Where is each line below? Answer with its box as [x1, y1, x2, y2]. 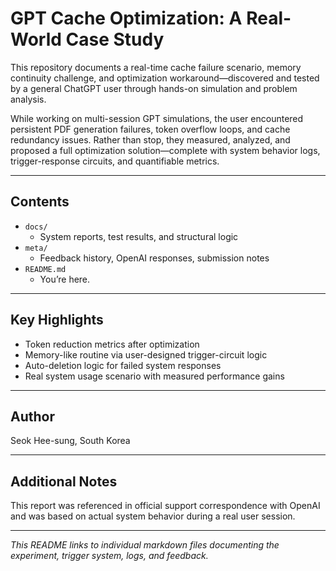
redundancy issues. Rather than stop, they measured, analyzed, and [10, 133, 291, 146]
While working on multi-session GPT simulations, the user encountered [10, 112, 304, 124]
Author [10, 408, 55, 425]
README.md [24, 264, 67, 274]
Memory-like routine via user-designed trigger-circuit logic [24, 348, 268, 361]
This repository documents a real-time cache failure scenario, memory [10, 61, 302, 73]
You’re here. [39, 273, 91, 285]
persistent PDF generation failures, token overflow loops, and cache [10, 123, 291, 135]
